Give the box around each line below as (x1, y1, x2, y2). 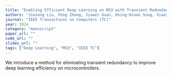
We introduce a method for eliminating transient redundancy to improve (5, 59, 156, 65)
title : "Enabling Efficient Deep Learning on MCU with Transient (5, 7, 147, 13)
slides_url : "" (5, 41, 38, 46)
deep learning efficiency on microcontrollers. (5, 65, 100, 71)
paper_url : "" (5, 31, 36, 36)
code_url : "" (5, 36, 33, 41)
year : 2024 (5, 21, 29, 27)
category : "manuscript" (5, 27, 56, 32)
